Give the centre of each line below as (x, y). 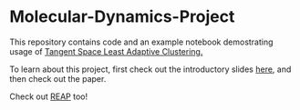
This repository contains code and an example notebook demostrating (141, 42)
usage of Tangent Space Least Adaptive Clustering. (106, 51)
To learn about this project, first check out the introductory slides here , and (150, 69)
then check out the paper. (58, 78)
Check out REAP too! (49, 96)
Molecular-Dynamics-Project (122, 17)
